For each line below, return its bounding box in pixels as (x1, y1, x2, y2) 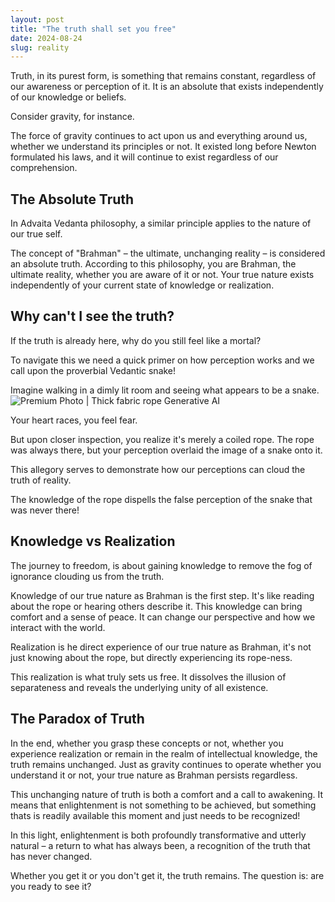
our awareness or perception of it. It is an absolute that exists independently (10, 81, 324, 93)
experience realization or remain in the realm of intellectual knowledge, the (10, 747, 318, 760)
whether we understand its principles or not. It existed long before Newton (10, 141, 317, 153)
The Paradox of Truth (10, 711, 145, 728)
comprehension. (10, 162, 78, 174)
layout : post (10, 14, 65, 25)
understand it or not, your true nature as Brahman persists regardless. (10, 769, 298, 781)
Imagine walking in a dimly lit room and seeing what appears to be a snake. (10, 384, 320, 396)
